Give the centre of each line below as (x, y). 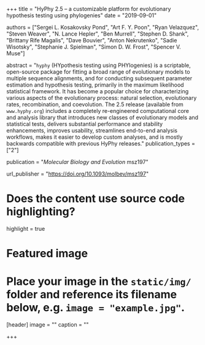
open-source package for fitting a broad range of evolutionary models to (98, 72)
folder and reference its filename (91, 295)
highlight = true (26, 228)
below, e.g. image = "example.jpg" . (96, 308)
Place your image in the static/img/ (99, 281)
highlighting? (41, 212)
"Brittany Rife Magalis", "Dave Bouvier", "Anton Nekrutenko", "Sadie (92, 40)
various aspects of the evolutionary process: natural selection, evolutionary (102, 98)
